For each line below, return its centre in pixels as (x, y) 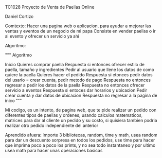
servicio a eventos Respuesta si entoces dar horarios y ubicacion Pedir (76, 90)
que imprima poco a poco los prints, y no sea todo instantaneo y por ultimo (80, 145)
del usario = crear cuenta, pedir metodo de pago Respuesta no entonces (78, 80)
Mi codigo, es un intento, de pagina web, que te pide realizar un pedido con (81, 110)
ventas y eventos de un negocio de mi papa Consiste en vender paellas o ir (81, 31)
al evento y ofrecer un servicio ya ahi (42, 36)
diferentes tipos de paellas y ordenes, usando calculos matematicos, (74, 115)
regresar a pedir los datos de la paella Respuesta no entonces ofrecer (75, 85)
